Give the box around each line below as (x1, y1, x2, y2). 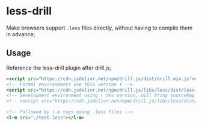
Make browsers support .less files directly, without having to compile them (6, 24, 193, 31)
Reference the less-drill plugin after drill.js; (6, 64, 112, 71)
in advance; (6, 30, 35, 37)
